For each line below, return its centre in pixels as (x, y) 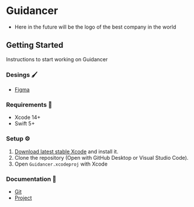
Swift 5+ (25, 124)
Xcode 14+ (27, 117)
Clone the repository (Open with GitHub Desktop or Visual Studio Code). (101, 157)
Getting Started (35, 45)
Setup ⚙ (18, 139)
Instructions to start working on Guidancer (57, 59)
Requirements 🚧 (29, 104)
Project (23, 198)
